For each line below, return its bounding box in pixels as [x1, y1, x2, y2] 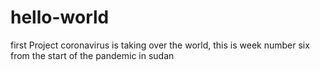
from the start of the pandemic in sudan [10, 49, 175, 61]
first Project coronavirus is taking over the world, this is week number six [10, 39, 310, 51]
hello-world [10, 6, 110, 29]
